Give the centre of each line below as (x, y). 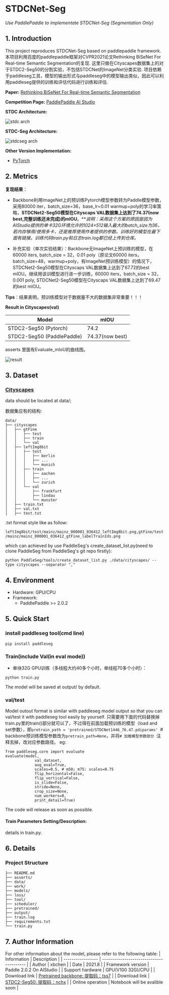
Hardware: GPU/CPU (34, 592)
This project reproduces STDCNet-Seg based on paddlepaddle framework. (83, 50)
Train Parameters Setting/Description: (46, 821)
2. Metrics (21, 176)
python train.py (22, 678)
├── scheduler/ (21, 904)
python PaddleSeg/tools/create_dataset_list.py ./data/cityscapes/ (78, 561)
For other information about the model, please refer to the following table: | (83, 954)
